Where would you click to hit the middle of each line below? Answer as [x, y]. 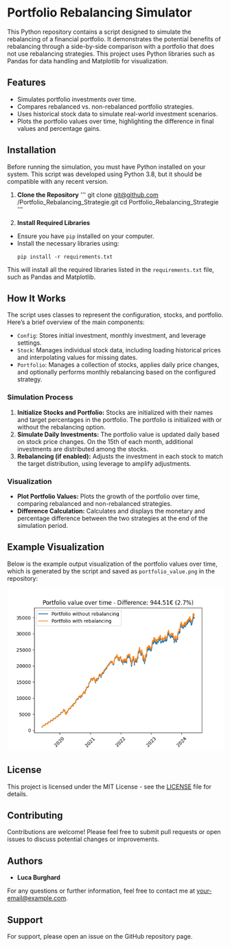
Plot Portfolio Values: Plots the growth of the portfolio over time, [108, 496]
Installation [32, 150]
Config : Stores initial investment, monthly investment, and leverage [111, 336]
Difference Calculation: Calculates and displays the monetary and [111, 511]
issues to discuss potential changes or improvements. [83, 839]
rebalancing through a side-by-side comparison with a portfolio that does [111, 46]
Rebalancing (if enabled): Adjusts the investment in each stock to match [120, 456]
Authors [25, 861]
